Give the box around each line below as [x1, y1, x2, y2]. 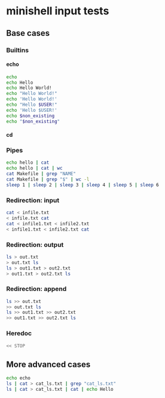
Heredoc [6, 329, 32, 338]
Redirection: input [6, 196, 60, 204]
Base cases [6, 28, 50, 38]
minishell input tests [6, 4, 109, 18]
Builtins [6, 46, 29, 54]
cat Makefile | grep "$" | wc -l [6, 176, 90, 183]
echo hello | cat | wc [6, 166, 63, 172]
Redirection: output [6, 240, 64, 249]
